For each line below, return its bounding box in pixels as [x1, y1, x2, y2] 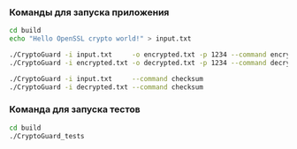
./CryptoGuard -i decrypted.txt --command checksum [9, 82, 203, 92]
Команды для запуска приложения [9, 6, 170, 19]
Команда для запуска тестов [9, 103, 141, 115]
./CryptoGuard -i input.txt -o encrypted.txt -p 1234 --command [9, 50, 267, 59]
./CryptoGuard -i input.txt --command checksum [9, 74, 203, 83]
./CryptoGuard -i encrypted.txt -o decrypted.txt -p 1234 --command [9, 58, 267, 67]
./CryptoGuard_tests [9, 131, 86, 140]
